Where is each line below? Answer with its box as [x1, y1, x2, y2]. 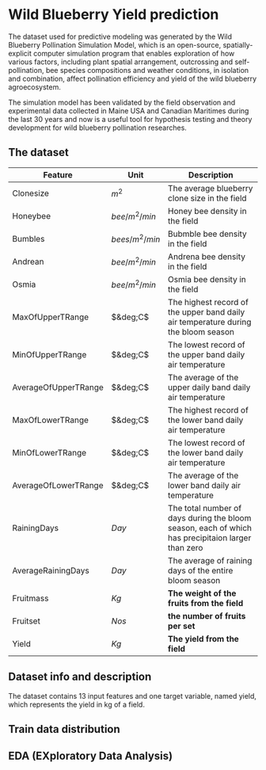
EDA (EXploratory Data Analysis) [8, 749, 173, 763]
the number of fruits [167, 610, 246, 621]
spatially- [222, 40, 253, 49]
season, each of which [167, 522, 252, 533]
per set [167, 620, 196, 631]
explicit [8, 48, 32, 58]
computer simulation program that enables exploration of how [32, 48, 235, 58]
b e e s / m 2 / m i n [111, 232, 161, 245]
